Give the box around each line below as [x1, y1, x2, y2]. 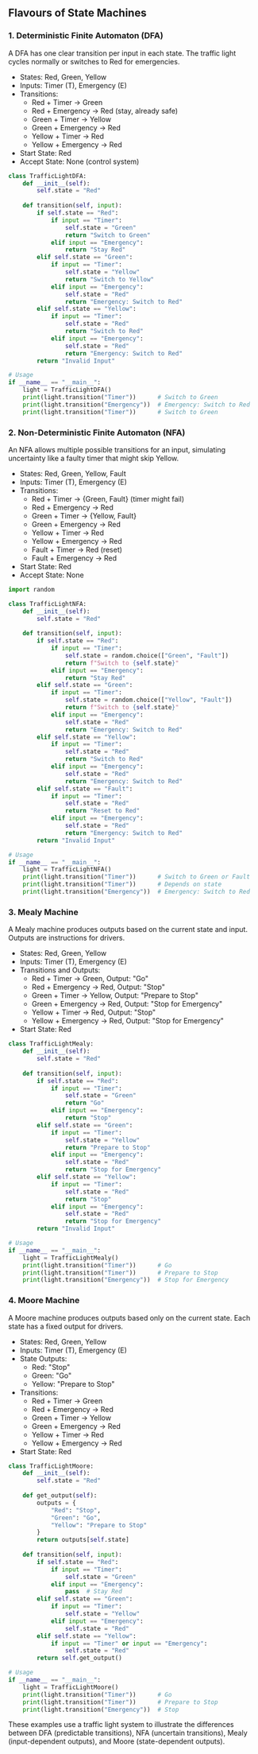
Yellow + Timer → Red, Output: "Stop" [31, 1007, 156, 1017]
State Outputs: [19, 1353, 67, 1363]
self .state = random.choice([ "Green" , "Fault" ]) [64, 651, 229, 659]
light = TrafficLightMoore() [22, 1683, 119, 1691]
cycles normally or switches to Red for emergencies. [8, 56, 180, 66]
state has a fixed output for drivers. [8, 1321, 124, 1331]
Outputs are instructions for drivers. [8, 933, 125, 943]
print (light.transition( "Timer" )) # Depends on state [22, 880, 222, 889]
